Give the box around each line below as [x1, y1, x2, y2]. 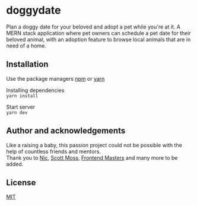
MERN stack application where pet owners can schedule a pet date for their [6, 29, 191, 36]
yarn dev [6, 109, 28, 116]
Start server [6, 103, 36, 110]
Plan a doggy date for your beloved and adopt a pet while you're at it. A [6, 23, 181, 30]
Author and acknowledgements [6, 126, 126, 136]
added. [6, 160, 24, 167]
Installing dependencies [6, 87, 65, 94]
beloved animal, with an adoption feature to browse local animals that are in [6, 36, 191, 43]
